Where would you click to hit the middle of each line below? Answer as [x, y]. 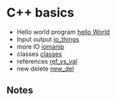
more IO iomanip [40, 46]
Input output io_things [48, 39]
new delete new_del [45, 68]
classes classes [39, 54]
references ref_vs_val [47, 61]
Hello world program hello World [63, 32]
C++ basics [40, 13]
